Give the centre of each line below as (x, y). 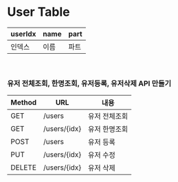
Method (24, 103)
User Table (38, 12)
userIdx (23, 34)
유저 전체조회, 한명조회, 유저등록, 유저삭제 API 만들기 (89, 83)
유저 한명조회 (108, 130)
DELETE (23, 168)
